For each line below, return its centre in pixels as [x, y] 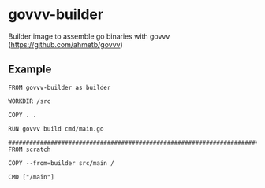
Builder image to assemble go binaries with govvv [89, 36]
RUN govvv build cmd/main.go [56, 129]
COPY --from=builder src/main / [61, 163]
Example [30, 70]
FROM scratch [30, 149]
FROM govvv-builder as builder [60, 87]
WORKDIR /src [30, 101]
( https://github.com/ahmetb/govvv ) [66, 44]
